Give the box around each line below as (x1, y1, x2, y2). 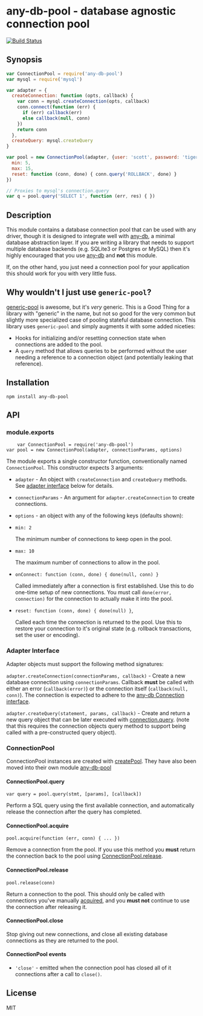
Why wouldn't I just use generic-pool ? (6, 287, 152, 297)
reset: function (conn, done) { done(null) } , (14, 607, 134, 614)
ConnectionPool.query (6, 778, 65, 785)
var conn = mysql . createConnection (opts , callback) (17, 99, 150, 105)
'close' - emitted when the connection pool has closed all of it (14, 964, 172, 971)
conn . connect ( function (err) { (17, 104, 96, 110)
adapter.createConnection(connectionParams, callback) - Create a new (6, 672, 185, 679)
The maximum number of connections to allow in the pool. (14, 559, 160, 566)
